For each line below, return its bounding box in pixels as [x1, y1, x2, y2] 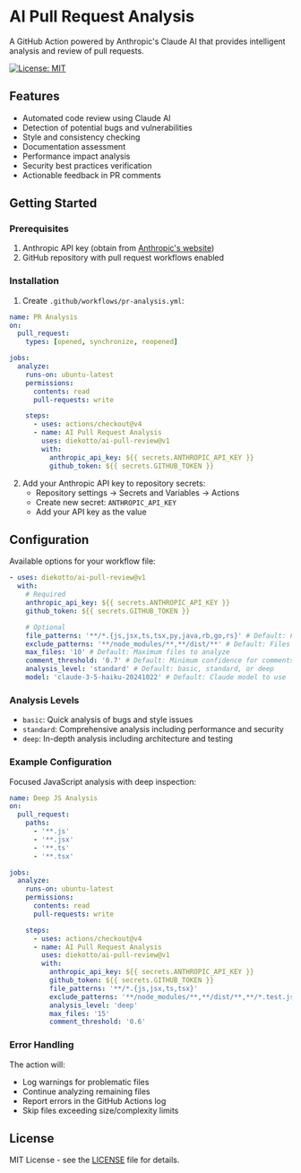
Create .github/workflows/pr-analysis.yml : [21, 295, 185, 306]
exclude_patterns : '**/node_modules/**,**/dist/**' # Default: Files [25, 639, 291, 649]
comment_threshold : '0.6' [48, 1017, 146, 1027]
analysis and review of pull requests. [9, 45, 145, 56]
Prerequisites [9, 222, 69, 235]
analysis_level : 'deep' [48, 1001, 139, 1010]
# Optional [25, 623, 66, 632]
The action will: [9, 1059, 65, 1070]
